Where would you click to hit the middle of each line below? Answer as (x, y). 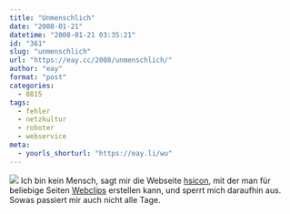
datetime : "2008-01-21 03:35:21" (73, 35)
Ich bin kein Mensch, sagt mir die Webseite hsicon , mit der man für (145, 180)
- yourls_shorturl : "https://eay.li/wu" (95, 153)
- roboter (36, 128)
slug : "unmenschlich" (50, 52)
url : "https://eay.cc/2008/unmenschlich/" (91, 60)
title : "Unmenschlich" (52, 18)
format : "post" (38, 77)
